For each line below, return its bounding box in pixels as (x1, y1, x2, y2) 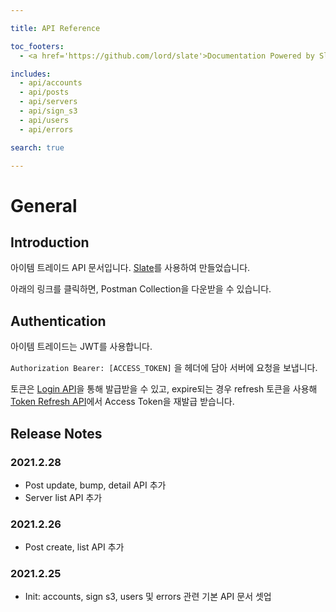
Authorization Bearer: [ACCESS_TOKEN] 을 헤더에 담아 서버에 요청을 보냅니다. (10, 362, 318, 374)
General (10, 194, 78, 217)
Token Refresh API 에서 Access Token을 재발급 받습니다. (10, 396, 235, 408)
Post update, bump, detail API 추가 (24, 479, 167, 491)
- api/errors (19, 124, 74, 135)
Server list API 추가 (24, 491, 103, 503)
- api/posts (19, 87, 70, 98)
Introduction (10, 234, 90, 251)
